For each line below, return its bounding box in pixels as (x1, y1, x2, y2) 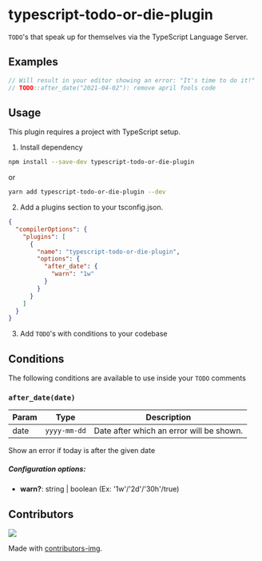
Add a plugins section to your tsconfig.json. (19, 202, 164, 213)
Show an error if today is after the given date (8, 446, 156, 456)
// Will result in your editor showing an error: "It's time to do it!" (8, 76, 256, 85)
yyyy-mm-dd (45, 426, 86, 436)
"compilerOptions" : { (15, 225, 88, 233)
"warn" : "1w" (50, 270, 94, 278)
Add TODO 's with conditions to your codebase (19, 329, 168, 339)
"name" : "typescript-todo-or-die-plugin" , (37, 248, 181, 256)
